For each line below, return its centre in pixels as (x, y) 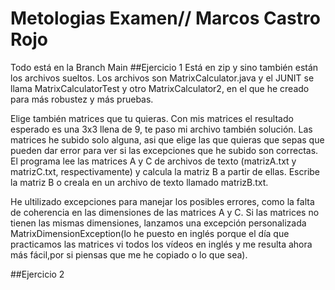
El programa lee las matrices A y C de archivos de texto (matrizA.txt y (153, 161)
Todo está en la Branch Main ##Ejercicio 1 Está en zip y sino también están (164, 67)
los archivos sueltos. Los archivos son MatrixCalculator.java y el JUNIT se (162, 78)
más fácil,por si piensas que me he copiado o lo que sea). (129, 254)
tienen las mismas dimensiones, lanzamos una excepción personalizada (158, 223)
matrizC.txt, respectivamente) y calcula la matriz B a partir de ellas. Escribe (165, 171)
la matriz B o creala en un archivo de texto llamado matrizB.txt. (139, 182)
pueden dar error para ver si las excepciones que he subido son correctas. (164, 150)
